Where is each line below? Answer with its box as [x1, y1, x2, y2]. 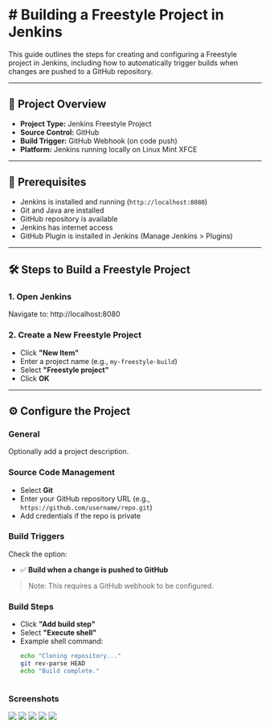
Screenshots [8, 693, 59, 704]
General [8, 428, 40, 440]
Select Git [19, 485, 54, 494]
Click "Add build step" [19, 619, 96, 629]
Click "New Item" [19, 348, 79, 358]
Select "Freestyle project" [19, 365, 109, 374]
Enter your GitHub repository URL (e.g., [19, 494, 150, 503]
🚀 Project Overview [8, 97, 107, 111]
